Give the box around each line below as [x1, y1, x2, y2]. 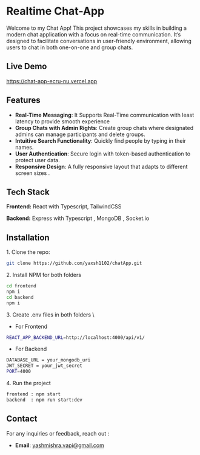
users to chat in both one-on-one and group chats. [6, 44, 133, 51]
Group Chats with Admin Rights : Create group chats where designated [15, 124, 194, 131]
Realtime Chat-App [6, 4, 105, 18]
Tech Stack [6, 186, 50, 197]
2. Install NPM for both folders [6, 272, 82, 279]
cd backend [6, 294, 34, 300]
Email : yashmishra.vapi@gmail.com [15, 442, 104, 449]
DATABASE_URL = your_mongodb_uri [6, 357, 91, 363]
